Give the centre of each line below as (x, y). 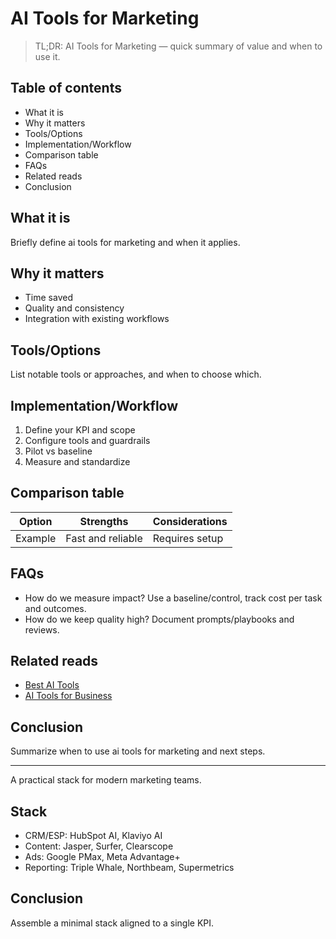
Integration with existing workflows (97, 319)
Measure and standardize (77, 461)
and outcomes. (55, 608)
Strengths (104, 521)
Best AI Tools (52, 685)
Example (36, 538)
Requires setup (188, 538)
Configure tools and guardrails (87, 440)
